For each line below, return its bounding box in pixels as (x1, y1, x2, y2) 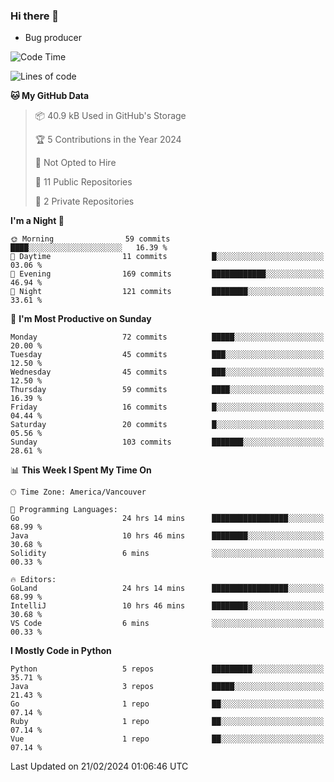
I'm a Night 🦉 (10, 215, 65, 227)
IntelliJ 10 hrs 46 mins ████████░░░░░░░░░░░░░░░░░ (10, 601, 325, 611)
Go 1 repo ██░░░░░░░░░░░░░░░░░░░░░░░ (10, 699, 325, 709)
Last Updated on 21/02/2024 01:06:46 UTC (10, 760, 189, 773)
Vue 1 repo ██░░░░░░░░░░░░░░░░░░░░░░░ (10, 734, 325, 744)
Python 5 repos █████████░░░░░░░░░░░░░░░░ (10, 664, 325, 674)
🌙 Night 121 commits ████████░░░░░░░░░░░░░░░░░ (10, 287, 325, 297)
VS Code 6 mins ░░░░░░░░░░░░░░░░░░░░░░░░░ (10, 619, 325, 629)
